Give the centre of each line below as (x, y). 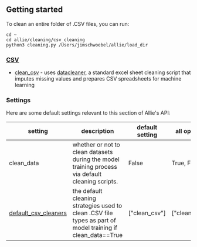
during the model (96, 159)
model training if (95, 228)
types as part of (94, 221)
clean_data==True (98, 235)
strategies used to (97, 206)
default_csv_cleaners (38, 213)
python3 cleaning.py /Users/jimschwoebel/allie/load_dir (77, 45)
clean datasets (93, 152)
